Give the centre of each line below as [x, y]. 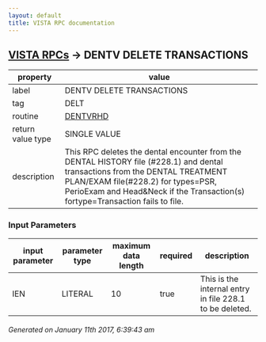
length [131, 265]
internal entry [225, 288]
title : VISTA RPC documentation [61, 23]
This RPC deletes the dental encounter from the [153, 152]
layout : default [35, 15]
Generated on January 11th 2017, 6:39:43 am [82, 330]
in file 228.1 [222, 298]
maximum [131, 245]
